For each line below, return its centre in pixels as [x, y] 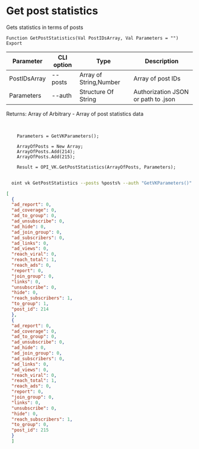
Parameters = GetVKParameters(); [58, 136]
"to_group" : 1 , [30, 304]
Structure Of [97, 92]
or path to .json [154, 99]
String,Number [99, 82]
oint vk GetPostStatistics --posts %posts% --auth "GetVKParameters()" [102, 183]
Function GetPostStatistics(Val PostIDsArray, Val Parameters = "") [92, 38]
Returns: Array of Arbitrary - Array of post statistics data [75, 114]
